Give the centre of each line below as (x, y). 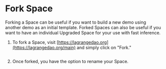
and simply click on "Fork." (104, 47)
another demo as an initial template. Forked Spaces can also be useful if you (83, 27)
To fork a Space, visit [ (35, 42)
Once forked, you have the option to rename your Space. (70, 61)
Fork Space (29, 9)
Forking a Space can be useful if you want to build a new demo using (76, 22)
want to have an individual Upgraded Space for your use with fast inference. (83, 33)
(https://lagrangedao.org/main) (44, 47)
